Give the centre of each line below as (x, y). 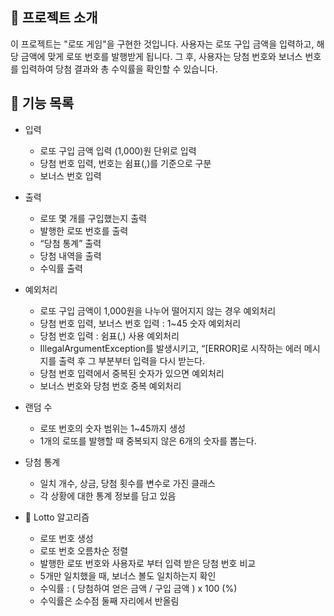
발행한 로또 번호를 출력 (84, 230)
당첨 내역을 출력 (70, 255)
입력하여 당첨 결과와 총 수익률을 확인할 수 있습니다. (119, 69)
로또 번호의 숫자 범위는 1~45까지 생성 (112, 428)
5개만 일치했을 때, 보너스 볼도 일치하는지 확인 (128, 575)
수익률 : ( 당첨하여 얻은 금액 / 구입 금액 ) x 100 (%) (138, 588)
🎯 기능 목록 (42, 103)
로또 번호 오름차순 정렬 (84, 550)
